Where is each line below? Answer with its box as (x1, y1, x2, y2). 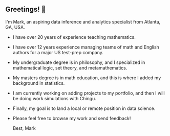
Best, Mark (12, 125, 36, 131)
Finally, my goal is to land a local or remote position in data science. (12, 105, 156, 111)
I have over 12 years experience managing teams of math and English (12, 44, 160, 50)
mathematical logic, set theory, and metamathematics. (12, 64, 128, 71)
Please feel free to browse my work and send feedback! (12, 115, 131, 121)
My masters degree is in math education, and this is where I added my (12, 75, 161, 81)
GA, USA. (5, 24, 25, 30)
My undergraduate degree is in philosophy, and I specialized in (12, 59, 145, 65)
